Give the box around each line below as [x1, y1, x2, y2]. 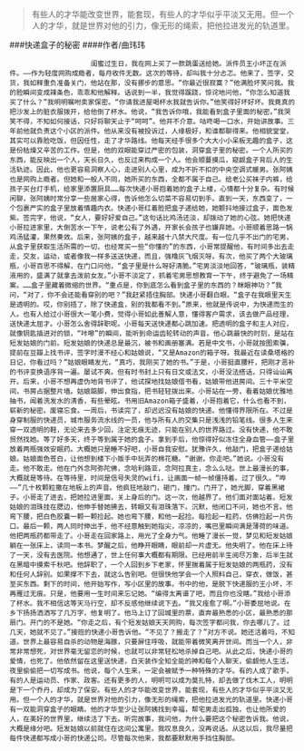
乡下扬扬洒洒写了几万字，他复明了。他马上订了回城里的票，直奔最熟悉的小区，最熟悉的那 [9, 609, 293, 618]
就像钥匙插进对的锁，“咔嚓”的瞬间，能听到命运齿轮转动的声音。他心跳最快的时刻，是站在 [9, 329, 295, 338]
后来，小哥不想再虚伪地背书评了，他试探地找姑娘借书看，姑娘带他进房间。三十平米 [22, 377, 287, 386]
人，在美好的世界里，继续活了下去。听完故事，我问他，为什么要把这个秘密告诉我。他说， [9, 715, 293, 724]
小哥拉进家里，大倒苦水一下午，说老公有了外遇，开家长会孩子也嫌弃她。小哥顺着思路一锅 [9, 223, 293, 232]
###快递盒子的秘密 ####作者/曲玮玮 [9, 40, 146, 50]
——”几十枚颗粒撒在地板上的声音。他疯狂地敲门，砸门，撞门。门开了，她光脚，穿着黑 [9, 483, 279, 493]
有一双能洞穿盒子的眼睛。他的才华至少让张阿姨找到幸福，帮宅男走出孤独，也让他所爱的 [9, 705, 287, 714]
